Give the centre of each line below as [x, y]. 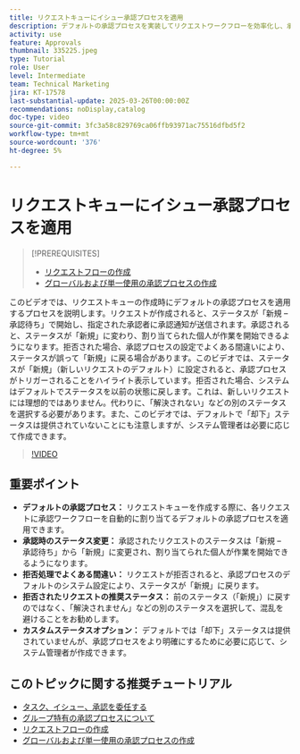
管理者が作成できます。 [88, 653]
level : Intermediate [48, 76]
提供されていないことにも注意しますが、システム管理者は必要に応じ [165, 425]
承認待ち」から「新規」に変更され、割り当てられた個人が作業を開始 [147, 552]
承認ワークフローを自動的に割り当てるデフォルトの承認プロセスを [159, 519]
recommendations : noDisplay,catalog [77, 109]
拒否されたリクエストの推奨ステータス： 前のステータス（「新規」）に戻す [156, 597]
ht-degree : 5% [36, 150]
